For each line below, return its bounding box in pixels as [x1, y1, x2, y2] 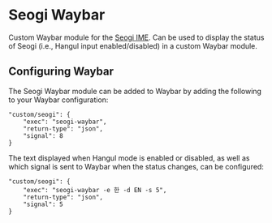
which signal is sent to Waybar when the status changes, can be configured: [8, 161, 264, 171]
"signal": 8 [23, 131, 63, 139]
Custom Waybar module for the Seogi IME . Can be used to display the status [8, 32, 265, 42]
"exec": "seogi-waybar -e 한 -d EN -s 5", [23, 186, 167, 194]
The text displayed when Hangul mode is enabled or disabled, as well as [8, 152, 250, 163]
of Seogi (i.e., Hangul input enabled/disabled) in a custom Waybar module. [8, 41, 258, 50]
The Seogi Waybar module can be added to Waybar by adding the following [8, 86, 262, 96]
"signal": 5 [23, 200, 63, 208]
